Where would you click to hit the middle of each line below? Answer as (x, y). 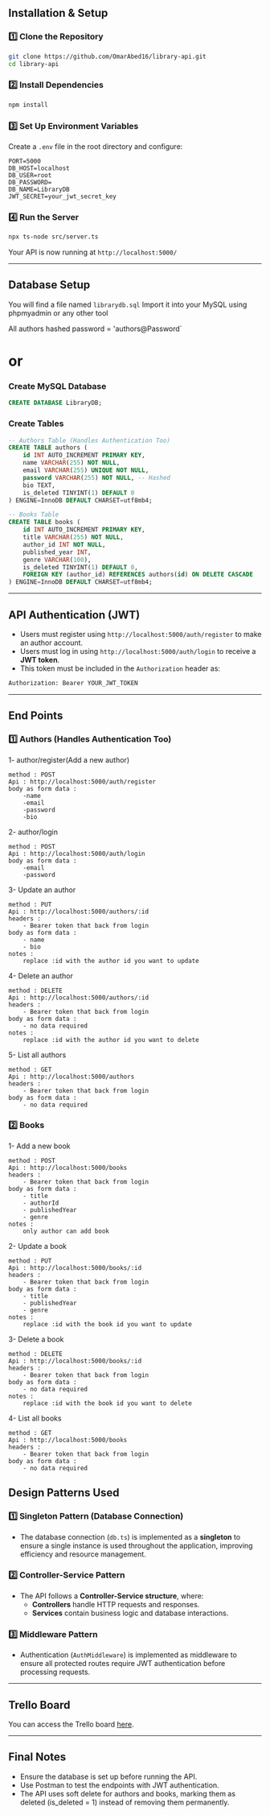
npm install (28, 105)
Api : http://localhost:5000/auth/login (77, 854)
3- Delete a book (36, 1339)
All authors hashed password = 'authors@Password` (95, 329)
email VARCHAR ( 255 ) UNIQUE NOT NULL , (86, 470)
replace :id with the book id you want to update (108, 1324)
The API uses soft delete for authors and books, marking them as (127, 1793)
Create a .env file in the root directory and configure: (96, 146)
